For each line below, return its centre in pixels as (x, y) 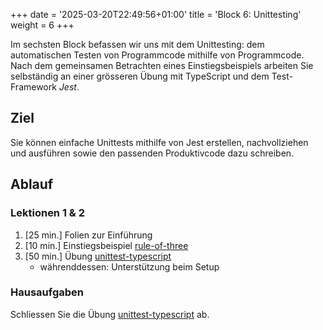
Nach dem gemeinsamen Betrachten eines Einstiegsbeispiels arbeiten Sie (162, 65)
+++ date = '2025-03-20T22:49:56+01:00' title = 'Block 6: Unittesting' (156, 14)
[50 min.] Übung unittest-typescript (98, 256)
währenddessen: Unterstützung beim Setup (129, 266)
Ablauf (32, 184)
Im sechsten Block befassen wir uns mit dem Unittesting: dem (137, 44)
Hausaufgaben (47, 292)
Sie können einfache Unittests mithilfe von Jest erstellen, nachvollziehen (159, 142)
